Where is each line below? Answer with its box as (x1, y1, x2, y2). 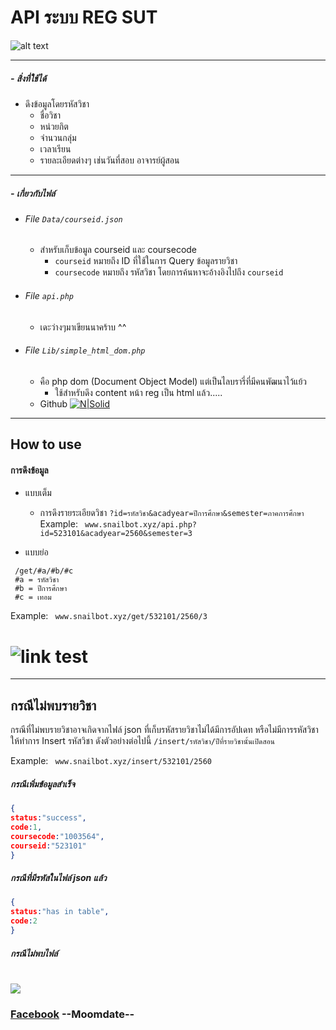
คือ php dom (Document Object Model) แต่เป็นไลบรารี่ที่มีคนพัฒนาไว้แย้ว (39, 375, 308, 387)
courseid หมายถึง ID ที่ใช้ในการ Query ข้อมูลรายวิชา (54, 255, 238, 267)
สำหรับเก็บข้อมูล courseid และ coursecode (39, 244, 198, 256)
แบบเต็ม (24, 487, 52, 499)
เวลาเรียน (39, 142, 72, 155)
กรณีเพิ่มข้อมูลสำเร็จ (10, 777, 75, 790)
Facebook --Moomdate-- (10, 1007, 135, 1021)
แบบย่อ (24, 546, 49, 558)
